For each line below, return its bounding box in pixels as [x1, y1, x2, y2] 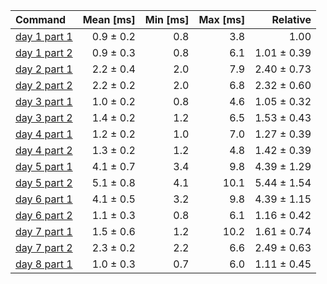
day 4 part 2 [15, 144, 73, 157]
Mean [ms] [82, 13, 136, 26]
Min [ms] [144, 13, 190, 26]
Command [15, 13, 67, 26]
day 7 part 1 [15, 225, 73, 238]
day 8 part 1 [15, 257, 73, 271]
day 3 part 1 [15, 95, 73, 108]
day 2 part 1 [15, 62, 73, 76]
